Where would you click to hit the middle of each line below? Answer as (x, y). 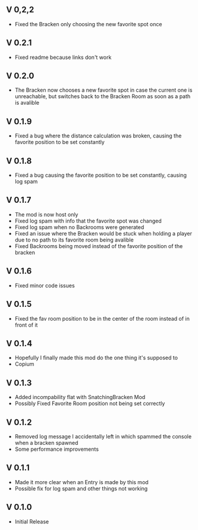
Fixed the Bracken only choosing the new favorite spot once (88, 24)
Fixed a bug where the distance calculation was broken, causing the (98, 136)
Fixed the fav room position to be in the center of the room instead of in (102, 318)
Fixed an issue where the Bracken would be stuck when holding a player (103, 233)
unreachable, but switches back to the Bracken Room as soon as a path (103, 96)
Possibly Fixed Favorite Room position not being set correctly (90, 403)
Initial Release (32, 521)
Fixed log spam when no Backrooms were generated (79, 227)
